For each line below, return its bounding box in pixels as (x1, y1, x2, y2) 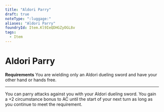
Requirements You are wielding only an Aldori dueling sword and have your (5, 71, 157, 77)
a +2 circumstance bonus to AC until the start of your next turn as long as (5, 96, 153, 102)
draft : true (5, 12, 29, 17)
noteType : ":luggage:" (5, 16, 51, 21)
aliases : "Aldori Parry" (5, 21, 56, 26)
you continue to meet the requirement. (5, 101, 82, 107)
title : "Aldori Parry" (5, 7, 51, 12)
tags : (5, 30, 16, 35)
